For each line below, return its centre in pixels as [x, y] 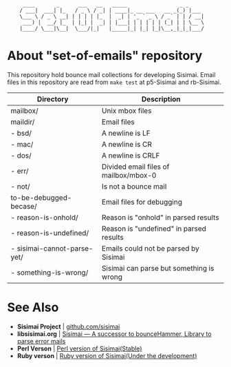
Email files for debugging [142, 202]
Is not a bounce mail [134, 186]
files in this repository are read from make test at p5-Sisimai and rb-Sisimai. [114, 82]
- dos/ [21, 155]
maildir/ [23, 122]
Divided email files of [136, 167]
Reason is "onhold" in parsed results [161, 217]
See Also [33, 307]
